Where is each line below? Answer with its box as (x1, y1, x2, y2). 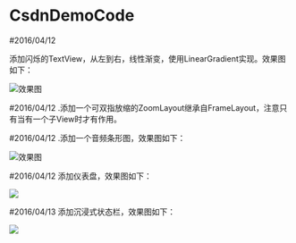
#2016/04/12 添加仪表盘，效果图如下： (9, 171, 152, 181)
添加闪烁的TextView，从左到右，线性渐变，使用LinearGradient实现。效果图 (9, 53, 286, 63)
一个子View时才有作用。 (32, 113, 123, 124)
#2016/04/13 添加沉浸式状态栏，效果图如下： (9, 206, 176, 217)
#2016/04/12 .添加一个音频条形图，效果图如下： (9, 132, 186, 143)
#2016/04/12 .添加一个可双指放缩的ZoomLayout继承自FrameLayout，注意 (9, 102, 280, 113)
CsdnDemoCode (9, 5, 135, 26)
